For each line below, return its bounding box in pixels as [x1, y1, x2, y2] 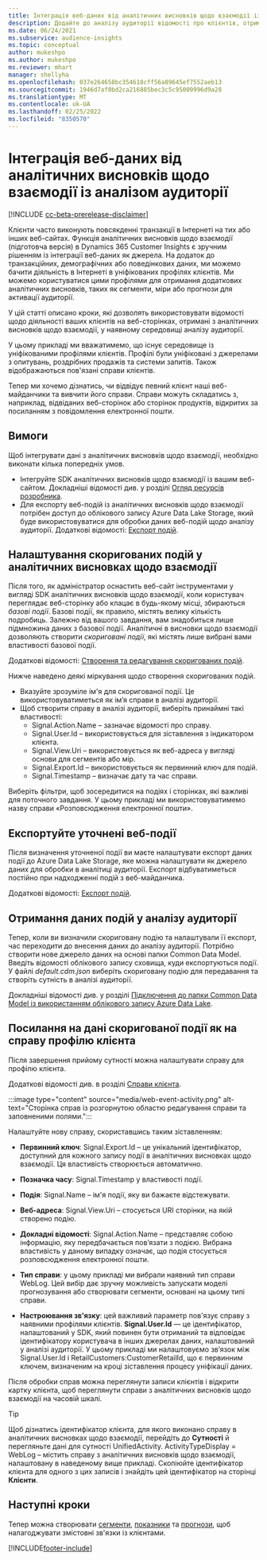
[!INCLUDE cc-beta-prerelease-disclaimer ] [8, 209, 149, 219]
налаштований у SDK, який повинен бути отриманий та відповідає [19, 1327, 246, 1337]
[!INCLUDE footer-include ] [8, 1543, 93, 1553]
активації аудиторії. [8, 292, 75, 302]
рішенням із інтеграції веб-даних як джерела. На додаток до [8, 250, 215, 259]
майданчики [8, 389, 50, 398]
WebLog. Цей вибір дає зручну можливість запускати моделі [19, 1278, 228, 1288]
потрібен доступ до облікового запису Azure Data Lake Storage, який [19, 508, 254, 518]
